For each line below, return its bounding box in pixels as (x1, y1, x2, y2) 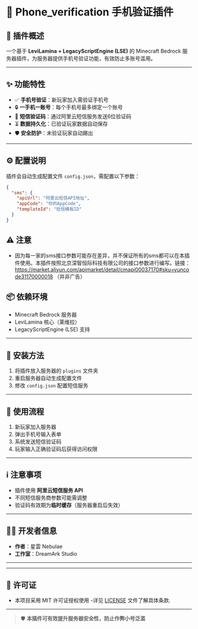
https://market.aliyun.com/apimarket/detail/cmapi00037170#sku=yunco (14, 266, 190, 273)
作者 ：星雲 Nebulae (14, 543, 63, 550)
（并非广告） (54, 273, 85, 280)
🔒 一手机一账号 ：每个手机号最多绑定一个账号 (14, 103, 123, 110)
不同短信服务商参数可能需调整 (14, 494, 87, 501)
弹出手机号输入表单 (14, 431, 62, 438)
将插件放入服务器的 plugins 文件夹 (14, 367, 98, 374)
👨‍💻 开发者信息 (6, 526, 57, 536)
